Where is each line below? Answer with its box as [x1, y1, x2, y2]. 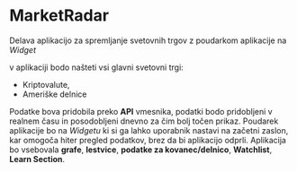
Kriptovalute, [22, 79, 70, 90]
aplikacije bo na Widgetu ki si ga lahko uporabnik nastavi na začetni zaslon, [9, 125, 289, 135]
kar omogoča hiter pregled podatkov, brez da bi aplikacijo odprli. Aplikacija [9, 134, 286, 145]
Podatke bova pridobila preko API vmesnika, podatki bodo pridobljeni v [9, 106, 273, 116]
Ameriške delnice [22, 89, 87, 99]
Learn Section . [9, 153, 66, 164]
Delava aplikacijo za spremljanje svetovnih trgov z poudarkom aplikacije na [9, 35, 287, 46]
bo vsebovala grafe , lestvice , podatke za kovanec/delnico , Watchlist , [9, 144, 273, 155]
